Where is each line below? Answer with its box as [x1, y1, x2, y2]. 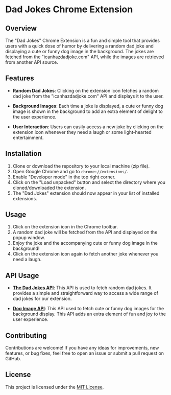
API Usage [5, 271, 39, 280]
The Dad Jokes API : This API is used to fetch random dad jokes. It [12, 285, 152, 291]
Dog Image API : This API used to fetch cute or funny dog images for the [12, 306, 164, 312]
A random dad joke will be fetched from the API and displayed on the [12, 229, 158, 236]
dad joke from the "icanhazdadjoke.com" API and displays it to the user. [12, 93, 164, 99]
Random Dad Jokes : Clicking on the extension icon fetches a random [12, 87, 159, 94]
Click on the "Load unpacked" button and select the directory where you [12, 179, 166, 185]
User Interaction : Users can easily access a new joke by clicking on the [12, 124, 164, 130]
